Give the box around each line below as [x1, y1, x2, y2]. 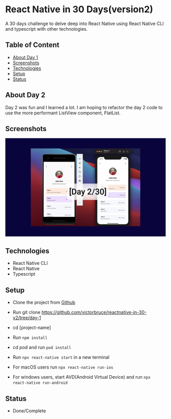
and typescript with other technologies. [5, 26, 88, 32]
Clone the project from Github [12, 300, 75, 306]
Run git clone [12, 309, 41, 315]
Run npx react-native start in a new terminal [12, 354, 109, 360]
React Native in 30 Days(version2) [5, 4, 154, 15]
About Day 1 [12, 54, 38, 60]
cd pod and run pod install [12, 344, 71, 351]
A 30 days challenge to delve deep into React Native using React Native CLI [5, 20, 164, 27]
